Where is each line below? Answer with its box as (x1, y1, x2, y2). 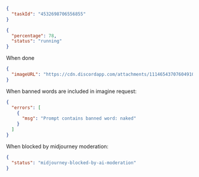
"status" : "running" (11, 38, 62, 44)
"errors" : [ (11, 104, 41, 111)
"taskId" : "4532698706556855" (11, 11, 86, 17)
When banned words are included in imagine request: (6, 88, 137, 95)
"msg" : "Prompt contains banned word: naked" (21, 115, 136, 121)
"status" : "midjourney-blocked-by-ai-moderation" (11, 160, 136, 166)
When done (6, 54, 34, 62)
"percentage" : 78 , (11, 33, 57, 38)
